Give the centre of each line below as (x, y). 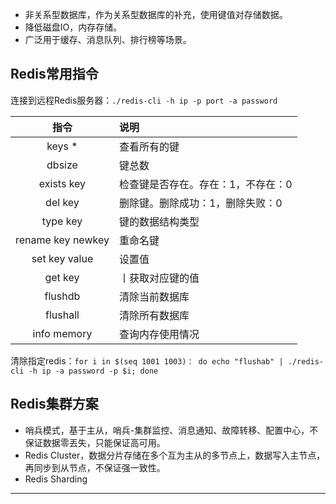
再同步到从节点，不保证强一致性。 (95, 467)
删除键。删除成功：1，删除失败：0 (200, 203)
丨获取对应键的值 (159, 278)
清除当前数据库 (154, 296)
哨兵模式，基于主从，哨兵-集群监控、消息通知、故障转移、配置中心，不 (171, 430)
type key (62, 221)
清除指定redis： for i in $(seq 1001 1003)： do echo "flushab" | (147, 360)
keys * (62, 146)
